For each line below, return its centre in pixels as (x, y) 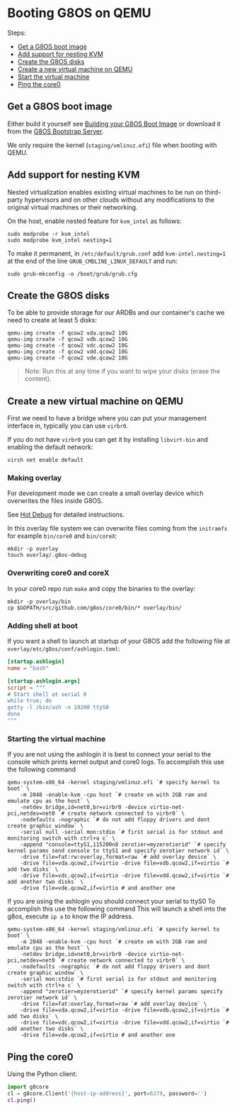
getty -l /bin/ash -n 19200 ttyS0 (58, 708)
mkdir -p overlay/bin (39, 602)
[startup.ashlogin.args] (44, 681)
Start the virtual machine (53, 77)
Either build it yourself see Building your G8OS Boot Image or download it (114, 124)
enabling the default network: (50, 447)
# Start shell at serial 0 (47, 694)
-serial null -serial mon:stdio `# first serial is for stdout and (121, 833)
